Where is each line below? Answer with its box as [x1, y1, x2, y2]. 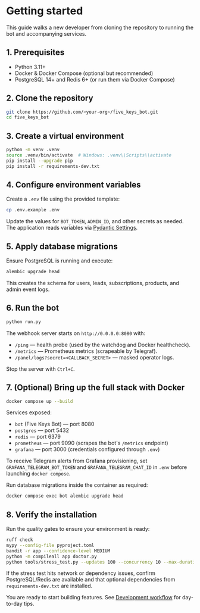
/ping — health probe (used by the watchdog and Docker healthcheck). [14, 341, 191, 348]
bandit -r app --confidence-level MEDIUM [6, 548, 111, 554]
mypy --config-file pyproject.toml [6, 542, 95, 548]
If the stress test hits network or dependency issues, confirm [6, 570, 156, 577]
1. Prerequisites [6, 48, 65, 58]
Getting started [6, 4, 83, 18]
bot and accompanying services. [6, 30, 87, 37]
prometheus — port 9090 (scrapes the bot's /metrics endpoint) [14, 439, 168, 447]
